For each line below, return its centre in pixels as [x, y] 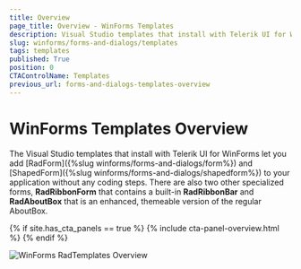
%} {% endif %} [39, 238]
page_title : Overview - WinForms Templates [92, 26]
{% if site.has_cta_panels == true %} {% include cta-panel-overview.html [144, 228]
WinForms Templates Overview [129, 129]
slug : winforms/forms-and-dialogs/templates [94, 43]
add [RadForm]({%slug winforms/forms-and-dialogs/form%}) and [131, 163]
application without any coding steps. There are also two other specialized [147, 182]
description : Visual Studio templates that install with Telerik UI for [148, 34]
